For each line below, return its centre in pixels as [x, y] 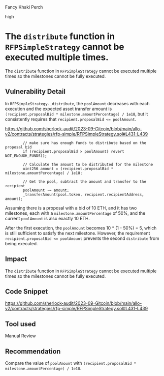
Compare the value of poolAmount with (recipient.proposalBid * [71, 363]
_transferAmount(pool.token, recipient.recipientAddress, [83, 194]
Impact [16, 259]
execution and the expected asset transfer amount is [59, 109]
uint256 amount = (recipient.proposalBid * [68, 169]
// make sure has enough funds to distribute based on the [85, 143]
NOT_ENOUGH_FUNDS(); [26, 156]
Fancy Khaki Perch [24, 7]
